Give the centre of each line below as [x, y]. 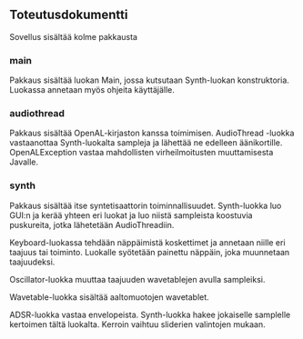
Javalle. [24, 162]
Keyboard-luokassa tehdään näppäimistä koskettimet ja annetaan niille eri [147, 242]
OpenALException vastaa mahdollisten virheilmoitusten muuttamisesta [141, 153]
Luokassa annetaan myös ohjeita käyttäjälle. [92, 90]
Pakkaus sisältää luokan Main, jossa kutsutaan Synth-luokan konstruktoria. [149, 80]
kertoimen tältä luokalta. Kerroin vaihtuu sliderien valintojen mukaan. [137, 324]
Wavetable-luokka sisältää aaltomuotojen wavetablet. [109, 297]
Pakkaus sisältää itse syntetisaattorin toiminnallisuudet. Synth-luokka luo [146, 205]
